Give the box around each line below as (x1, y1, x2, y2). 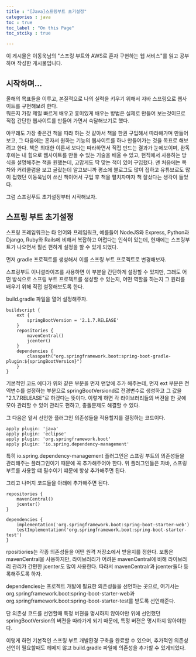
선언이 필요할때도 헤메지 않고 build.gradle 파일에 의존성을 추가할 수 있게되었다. (6, 644, 186, 651)
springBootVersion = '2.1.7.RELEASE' (27, 317, 119, 323)
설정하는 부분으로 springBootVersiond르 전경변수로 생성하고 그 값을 (26, 387, 182, 394)
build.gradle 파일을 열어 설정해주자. (6, 295, 88, 302)
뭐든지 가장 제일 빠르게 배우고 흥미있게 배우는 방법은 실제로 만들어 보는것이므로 (6, 110, 186, 117)
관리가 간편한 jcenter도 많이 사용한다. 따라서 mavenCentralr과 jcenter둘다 (12, 563, 183, 570)
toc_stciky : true (6, 30, 51, 36)
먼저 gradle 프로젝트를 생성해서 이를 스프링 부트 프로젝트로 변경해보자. (6, 256, 167, 263)
